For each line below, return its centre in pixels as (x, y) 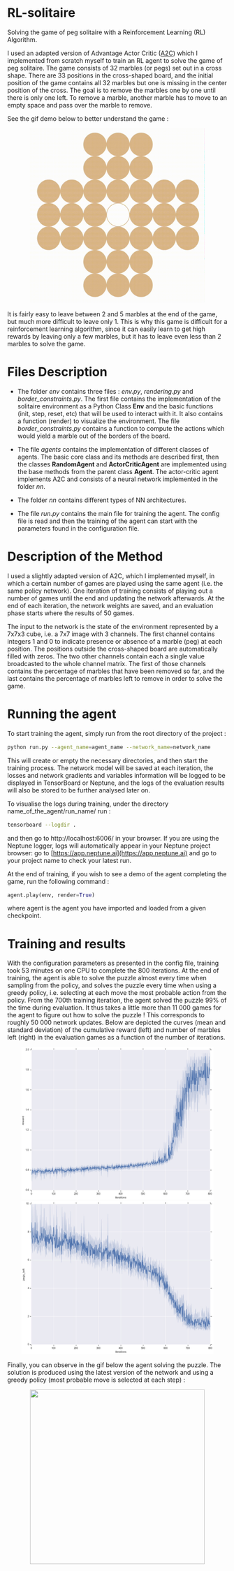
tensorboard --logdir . (42, 825)
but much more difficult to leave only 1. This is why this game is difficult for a (117, 321)
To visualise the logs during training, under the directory (88, 804)
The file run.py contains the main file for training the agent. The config (118, 513)
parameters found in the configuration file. (78, 528)
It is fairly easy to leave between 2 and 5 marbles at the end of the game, (112, 314)
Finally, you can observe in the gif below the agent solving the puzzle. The (114, 1365)
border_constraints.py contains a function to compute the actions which (121, 428)
